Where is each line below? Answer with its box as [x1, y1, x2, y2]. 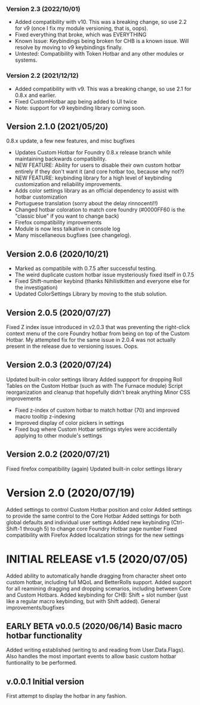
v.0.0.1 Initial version [6, 676, 85, 686]
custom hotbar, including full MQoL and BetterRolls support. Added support [6, 578, 192, 585]
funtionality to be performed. [6, 659, 78, 666]
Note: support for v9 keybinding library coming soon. [14, 104, 146, 111]
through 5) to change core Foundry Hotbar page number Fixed [23, 525, 177, 532]
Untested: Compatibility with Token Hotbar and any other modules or [14, 50, 184, 57]
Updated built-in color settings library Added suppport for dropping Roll [6, 376, 183, 383]
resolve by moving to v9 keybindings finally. [14, 44, 124, 51]
